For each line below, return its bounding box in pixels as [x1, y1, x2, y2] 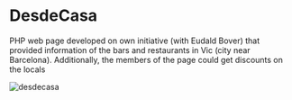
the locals [9, 64, 46, 75]
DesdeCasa [9, 5, 97, 26]
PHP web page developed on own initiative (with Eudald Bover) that [9, 35, 260, 46]
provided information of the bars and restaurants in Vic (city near [9, 44, 251, 55]
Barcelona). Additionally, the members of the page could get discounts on [9, 54, 284, 65]
